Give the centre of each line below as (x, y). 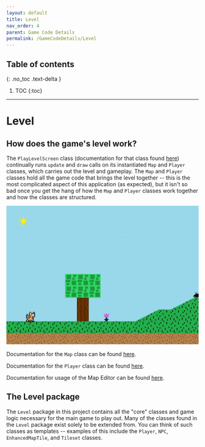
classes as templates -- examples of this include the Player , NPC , (87, 431)
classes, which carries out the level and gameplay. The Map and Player (95, 171)
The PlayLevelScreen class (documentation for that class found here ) (93, 158)
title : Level (23, 19)
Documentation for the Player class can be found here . (75, 366)
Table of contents (40, 64)
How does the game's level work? (72, 144)
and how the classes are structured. (52, 197)
